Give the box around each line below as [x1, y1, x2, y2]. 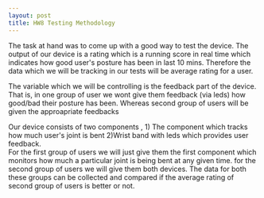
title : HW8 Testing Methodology [8, 19, 115, 27]
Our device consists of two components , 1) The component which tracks [8, 122, 248, 131]
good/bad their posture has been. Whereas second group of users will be [8, 98, 249, 108]
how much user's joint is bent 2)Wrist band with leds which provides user [8, 130, 249, 139]
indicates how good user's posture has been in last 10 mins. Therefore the [8, 57, 251, 67]
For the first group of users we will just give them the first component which [8, 147, 257, 157]
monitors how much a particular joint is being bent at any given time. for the [8, 155, 256, 165]
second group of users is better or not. [8, 181, 135, 190]
